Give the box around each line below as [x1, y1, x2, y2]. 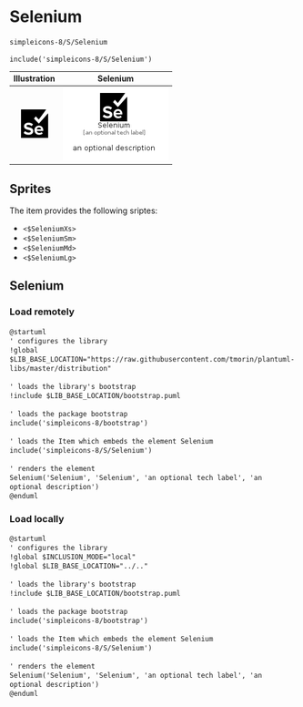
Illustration [13, 73, 56, 84]
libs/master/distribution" [9, 364, 112, 373]
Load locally [9, 512, 65, 525]
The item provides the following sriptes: [9, 205, 158, 216]
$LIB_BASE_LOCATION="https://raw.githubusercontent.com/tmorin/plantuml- [9, 354, 296, 364]
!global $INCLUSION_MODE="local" [9, 552, 136, 561]
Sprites [9, 180, 52, 197]
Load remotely [9, 305, 76, 318]
